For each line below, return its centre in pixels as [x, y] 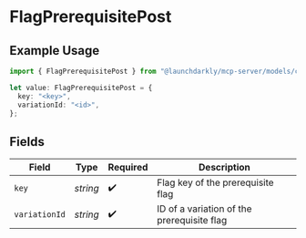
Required [128, 168]
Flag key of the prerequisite [216, 182]
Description [224, 168]
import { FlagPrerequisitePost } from [83, 71]
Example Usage [55, 51]
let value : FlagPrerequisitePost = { [81, 88]
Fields [27, 142]
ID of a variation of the [204, 209]
